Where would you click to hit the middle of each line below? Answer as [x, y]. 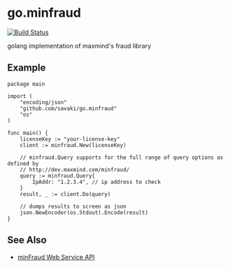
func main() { [28, 133]
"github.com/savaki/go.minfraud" [69, 108]
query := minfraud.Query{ [58, 176]
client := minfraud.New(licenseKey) [73, 145]
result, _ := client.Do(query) [65, 194]
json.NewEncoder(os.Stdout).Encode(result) [84, 212]
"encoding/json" [44, 102]
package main [26, 84]
